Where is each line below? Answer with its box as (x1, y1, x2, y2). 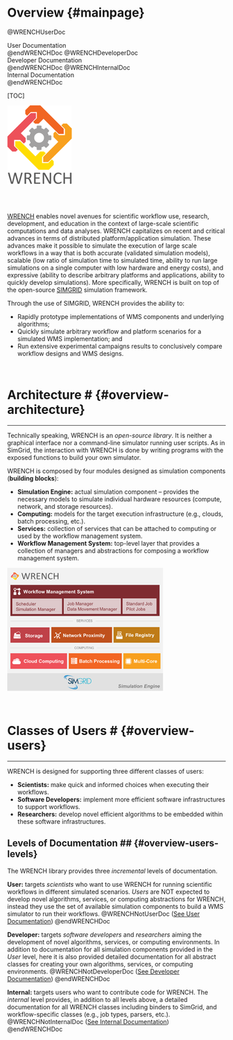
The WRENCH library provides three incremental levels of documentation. (7, 867, 218, 875)
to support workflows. (17, 802, 81, 811)
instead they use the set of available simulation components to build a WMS (7, 902, 224, 910)
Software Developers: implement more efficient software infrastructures (17, 795, 225, 804)
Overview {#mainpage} (7, 5, 145, 21)
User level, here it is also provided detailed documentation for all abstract (7, 952, 216, 961)
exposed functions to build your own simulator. (7, 453, 141, 462)
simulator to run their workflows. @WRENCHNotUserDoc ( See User (7, 910, 200, 918)
